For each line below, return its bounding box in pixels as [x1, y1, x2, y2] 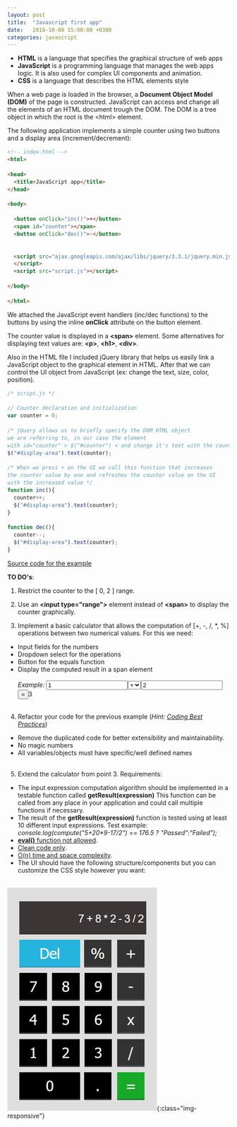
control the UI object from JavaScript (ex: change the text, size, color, [7, 367, 209, 376]
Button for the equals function [17, 657, 105, 666]
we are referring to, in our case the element [7, 435, 147, 442]
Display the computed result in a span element [17, 665, 153, 673]
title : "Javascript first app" [7, 18, 102, 26]
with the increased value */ [7, 479, 93, 487]
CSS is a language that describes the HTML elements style [17, 76, 189, 85]
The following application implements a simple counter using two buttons [7, 126, 220, 135]
